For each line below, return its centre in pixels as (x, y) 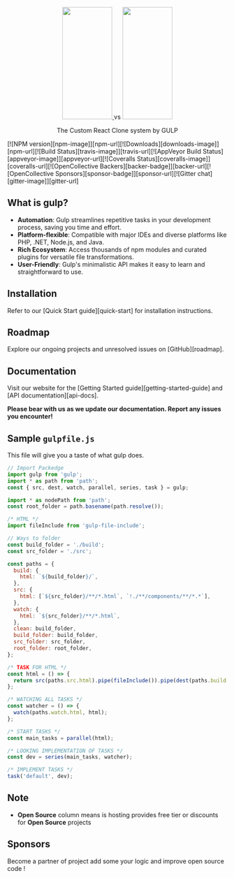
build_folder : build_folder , (56, 636)
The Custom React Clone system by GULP (117, 130)
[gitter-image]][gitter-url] (43, 181)
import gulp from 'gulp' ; (45, 474)
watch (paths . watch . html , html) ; (61, 712)
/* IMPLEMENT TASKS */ (40, 770)
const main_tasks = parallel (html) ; (60, 738)
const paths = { (31, 564)
